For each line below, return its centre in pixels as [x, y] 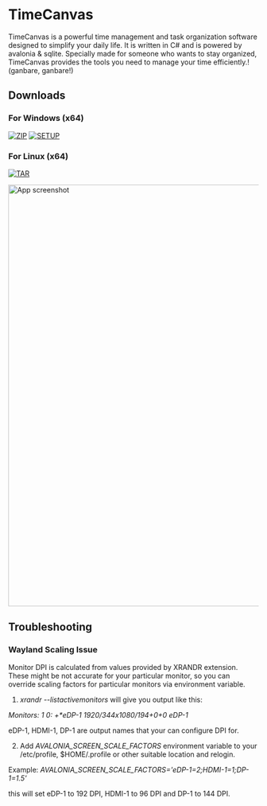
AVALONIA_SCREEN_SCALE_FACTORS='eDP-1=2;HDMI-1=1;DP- [145, 769]
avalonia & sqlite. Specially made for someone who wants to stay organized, [133, 53]
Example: [23, 769]
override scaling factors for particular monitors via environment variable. [127, 684]
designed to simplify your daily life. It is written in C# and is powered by [125, 45]
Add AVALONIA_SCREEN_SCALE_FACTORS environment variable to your [138, 746]
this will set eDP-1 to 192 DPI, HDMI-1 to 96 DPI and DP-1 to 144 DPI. [119, 793]
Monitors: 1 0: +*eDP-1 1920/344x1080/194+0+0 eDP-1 [98, 714]
